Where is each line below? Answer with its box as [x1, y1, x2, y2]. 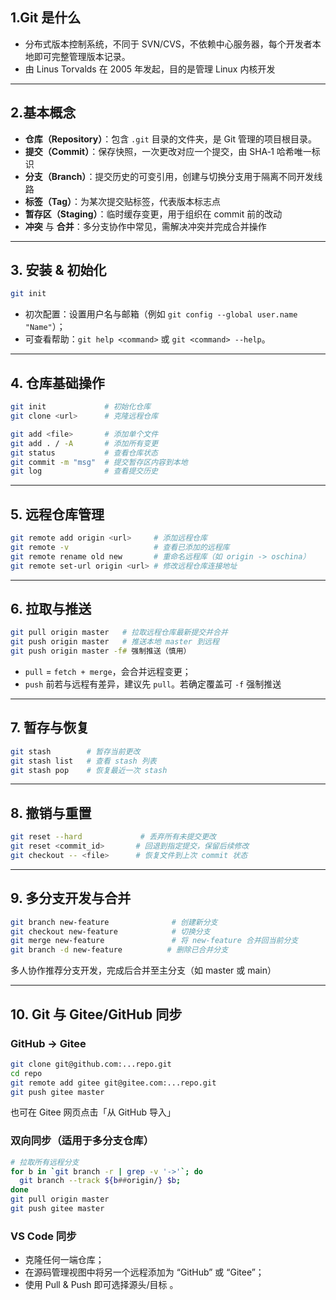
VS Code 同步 [10, 1229, 77, 1243]
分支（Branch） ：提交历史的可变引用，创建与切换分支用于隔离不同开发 [24, 170, 315, 182]
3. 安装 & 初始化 [10, 262, 107, 279]
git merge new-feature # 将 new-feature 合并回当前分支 [10, 936, 299, 946]
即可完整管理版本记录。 [33, 50, 131, 62]
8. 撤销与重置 [10, 804, 92, 822]
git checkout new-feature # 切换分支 [10, 926, 211, 937]
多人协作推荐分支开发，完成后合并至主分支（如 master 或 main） [10, 964, 277, 977]
